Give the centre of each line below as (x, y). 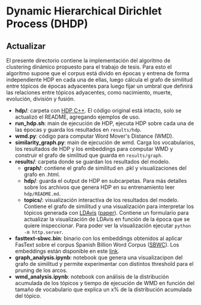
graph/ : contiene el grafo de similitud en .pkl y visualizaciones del (105, 168)
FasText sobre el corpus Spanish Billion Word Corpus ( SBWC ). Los (97, 245)
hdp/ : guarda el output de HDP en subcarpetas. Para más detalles (105, 181)
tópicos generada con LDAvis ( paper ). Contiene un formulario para (106, 213)
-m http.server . (43, 232)
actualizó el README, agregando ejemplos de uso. (77, 117)
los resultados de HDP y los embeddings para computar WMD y (94, 149)
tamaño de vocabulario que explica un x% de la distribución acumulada (103, 289)
